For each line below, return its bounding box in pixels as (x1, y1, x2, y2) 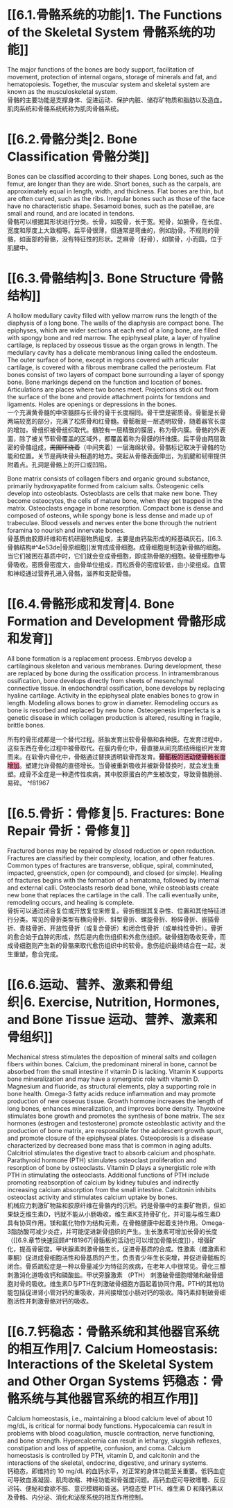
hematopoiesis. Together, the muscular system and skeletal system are (7, 80, 210, 88)
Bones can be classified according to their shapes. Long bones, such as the (7, 172, 224, 180)
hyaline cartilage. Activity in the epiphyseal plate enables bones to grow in (7, 691, 220, 700)
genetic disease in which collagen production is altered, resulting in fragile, (7, 713, 222, 721)
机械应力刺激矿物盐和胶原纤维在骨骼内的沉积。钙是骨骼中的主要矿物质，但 (7, 1201, 220, 1210)
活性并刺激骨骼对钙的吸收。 (12, 1297, 92, 1305)
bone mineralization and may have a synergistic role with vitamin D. (7, 1075, 200, 1083)
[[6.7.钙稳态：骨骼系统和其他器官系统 (7, 1324, 220, 1340)
